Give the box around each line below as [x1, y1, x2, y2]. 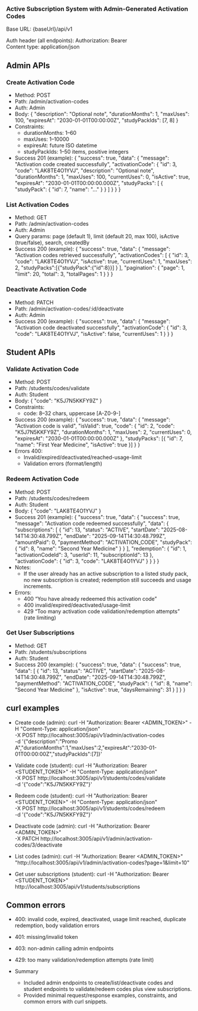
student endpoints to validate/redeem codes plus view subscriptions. [23, 986, 192, 993]
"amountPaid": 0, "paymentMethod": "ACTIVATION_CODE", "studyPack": [14, 539, 192, 546]
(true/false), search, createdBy [14, 239, 90, 247]
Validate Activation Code [6, 365, 79, 373]
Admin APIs [6, 60, 50, 70]
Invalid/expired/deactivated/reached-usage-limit [23, 454, 142, 461]
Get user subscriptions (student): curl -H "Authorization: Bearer [14, 870, 170, 877]
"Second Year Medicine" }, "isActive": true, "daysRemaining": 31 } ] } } [14, 686, 186, 693]
